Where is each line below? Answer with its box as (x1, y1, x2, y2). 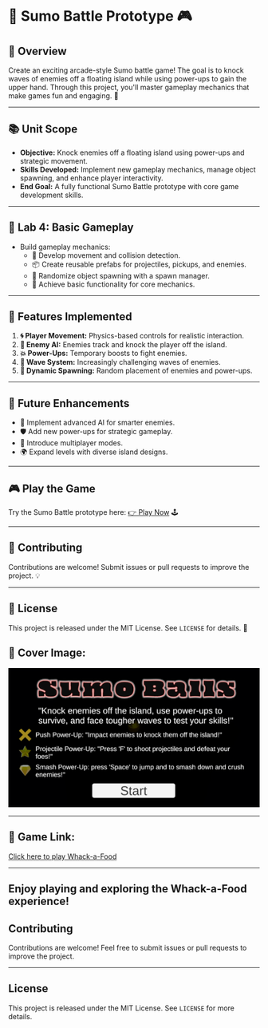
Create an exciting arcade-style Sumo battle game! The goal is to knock (8, 65, 245, 75)
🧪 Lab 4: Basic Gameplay (8, 221, 134, 235)
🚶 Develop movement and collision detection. (31, 250, 181, 260)
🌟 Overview (8, 44, 67, 57)
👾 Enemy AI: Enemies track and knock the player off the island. (19, 340, 227, 350)
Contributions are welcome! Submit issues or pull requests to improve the (8, 562, 250, 571)
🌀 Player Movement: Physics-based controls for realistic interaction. (19, 331, 245, 341)
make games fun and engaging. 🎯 (8, 91, 119, 101)
